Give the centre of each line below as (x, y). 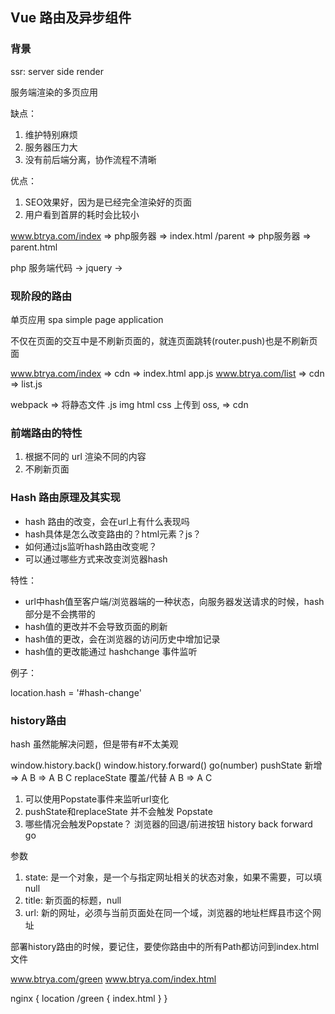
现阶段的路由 (41, 296)
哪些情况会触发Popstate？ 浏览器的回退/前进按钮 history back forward (168, 824)
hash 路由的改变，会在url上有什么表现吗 (107, 521)
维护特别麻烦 (51, 134)
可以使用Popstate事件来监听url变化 (97, 799)
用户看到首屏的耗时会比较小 (82, 214)
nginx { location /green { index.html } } (89, 998)
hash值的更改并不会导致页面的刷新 (96, 626)
